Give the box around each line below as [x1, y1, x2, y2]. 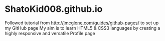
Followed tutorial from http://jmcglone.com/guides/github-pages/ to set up [5, 20, 159, 26]
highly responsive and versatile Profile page [5, 30, 96, 36]
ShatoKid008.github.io [5, 3, 103, 15]
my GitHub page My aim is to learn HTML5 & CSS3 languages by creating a [5, 25, 160, 31]
